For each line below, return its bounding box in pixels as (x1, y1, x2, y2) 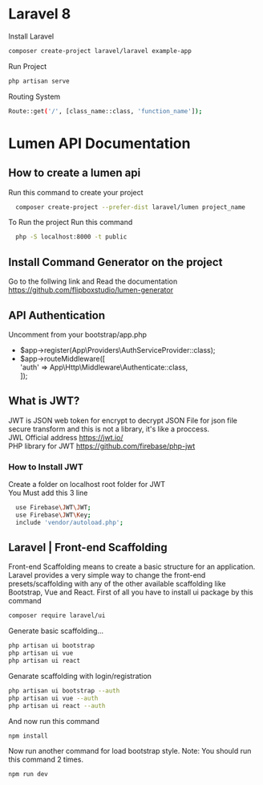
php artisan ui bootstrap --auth (8, 686, 120, 695)
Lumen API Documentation (8, 134, 191, 153)
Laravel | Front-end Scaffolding (8, 541, 168, 554)
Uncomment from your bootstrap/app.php (8, 329, 147, 339)
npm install (8, 732, 48, 740)
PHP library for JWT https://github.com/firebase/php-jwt (8, 441, 196, 451)
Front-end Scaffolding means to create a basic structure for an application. (8, 562, 256, 571)
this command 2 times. (8, 754, 84, 764)
